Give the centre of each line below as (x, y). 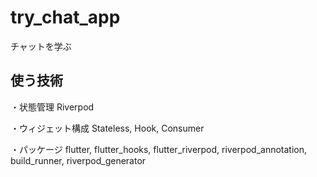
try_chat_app (65, 17)
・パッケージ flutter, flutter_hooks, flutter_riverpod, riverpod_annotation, (158, 149)
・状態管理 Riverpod (52, 107)
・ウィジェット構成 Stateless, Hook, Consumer (107, 128)
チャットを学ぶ (41, 46)
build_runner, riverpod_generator (78, 160)
